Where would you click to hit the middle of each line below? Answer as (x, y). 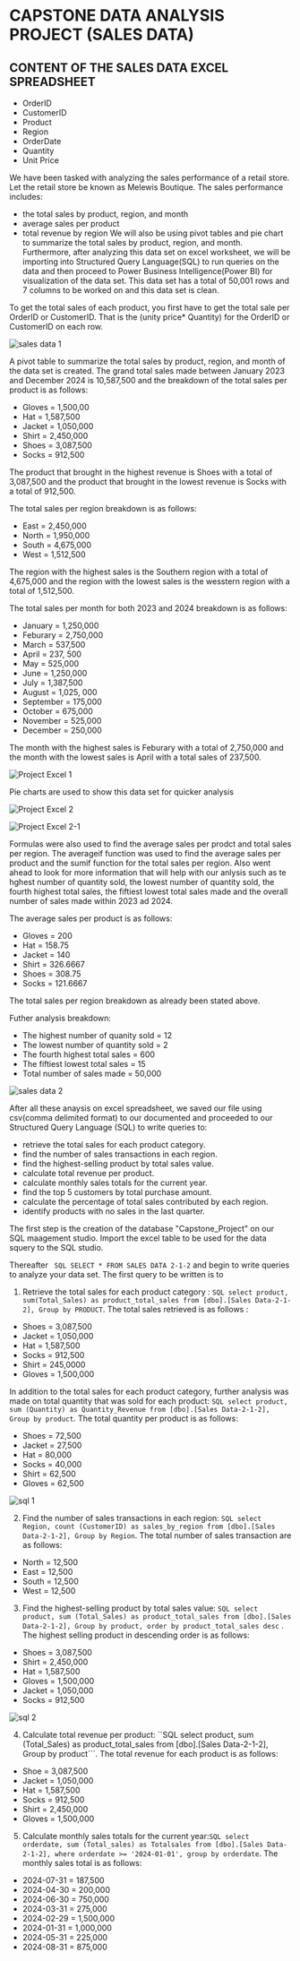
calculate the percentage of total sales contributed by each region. (145, 1202)
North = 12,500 (50, 1562)
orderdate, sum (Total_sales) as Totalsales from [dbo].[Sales (143, 1845)
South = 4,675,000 (57, 545)
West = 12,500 (49, 1591)
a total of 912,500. (43, 491)
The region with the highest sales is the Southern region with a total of (139, 572)
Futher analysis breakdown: (60, 1018)
